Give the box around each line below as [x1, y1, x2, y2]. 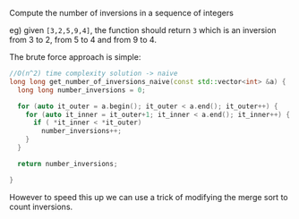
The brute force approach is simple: [9, 52, 141, 62]
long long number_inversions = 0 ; [17, 85, 146, 95]
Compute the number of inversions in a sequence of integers [9, 8, 235, 18]
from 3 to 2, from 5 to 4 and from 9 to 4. [9, 35, 157, 45]
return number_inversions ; [17, 159, 118, 168]
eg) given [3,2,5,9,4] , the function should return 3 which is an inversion [9, 25, 277, 35]
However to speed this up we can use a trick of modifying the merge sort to [9, 191, 288, 202]
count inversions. [9, 201, 73, 212]
